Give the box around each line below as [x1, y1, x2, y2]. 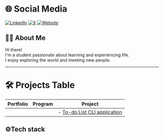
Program [32, 101, 54, 107]
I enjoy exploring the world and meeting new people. [5, 57, 111, 63]
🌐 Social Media [5, 3, 67, 15]
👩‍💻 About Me [5, 34, 46, 42]
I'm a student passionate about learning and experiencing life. [5, 52, 129, 58]
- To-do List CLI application [58, 108, 123, 115]
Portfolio [7, 101, 28, 107]
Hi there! [5, 47, 22, 52]
